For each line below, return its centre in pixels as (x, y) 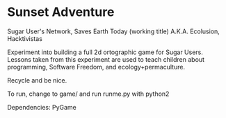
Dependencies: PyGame (42, 107)
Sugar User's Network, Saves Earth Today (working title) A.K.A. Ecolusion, (114, 31)
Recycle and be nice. (37, 80)
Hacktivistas (25, 38)
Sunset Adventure (61, 12)
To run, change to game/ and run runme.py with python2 (88, 94)
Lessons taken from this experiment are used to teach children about (106, 59)
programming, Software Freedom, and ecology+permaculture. (96, 67)
